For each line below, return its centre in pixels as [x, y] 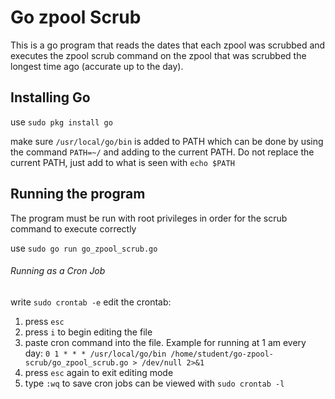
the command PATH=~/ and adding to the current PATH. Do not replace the [162, 152]
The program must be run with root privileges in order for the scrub [149, 218]
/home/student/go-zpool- [222, 354]
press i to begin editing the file [88, 332]
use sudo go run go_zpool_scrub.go [84, 248]
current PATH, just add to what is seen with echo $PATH [122, 162]
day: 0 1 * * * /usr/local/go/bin [95, 353]
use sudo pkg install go [61, 122]
